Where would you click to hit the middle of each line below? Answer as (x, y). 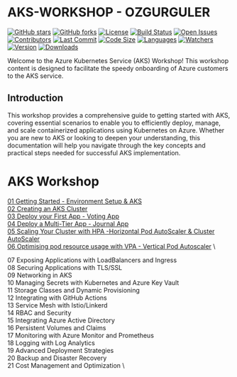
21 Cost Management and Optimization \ (66, 365)
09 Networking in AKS (40, 275)
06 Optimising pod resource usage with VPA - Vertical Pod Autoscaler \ (111, 246)
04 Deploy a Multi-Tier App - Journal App (68, 223)
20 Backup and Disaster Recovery (57, 358)
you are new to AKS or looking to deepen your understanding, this (104, 137)
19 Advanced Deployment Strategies (61, 350)
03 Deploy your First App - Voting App (63, 216)
